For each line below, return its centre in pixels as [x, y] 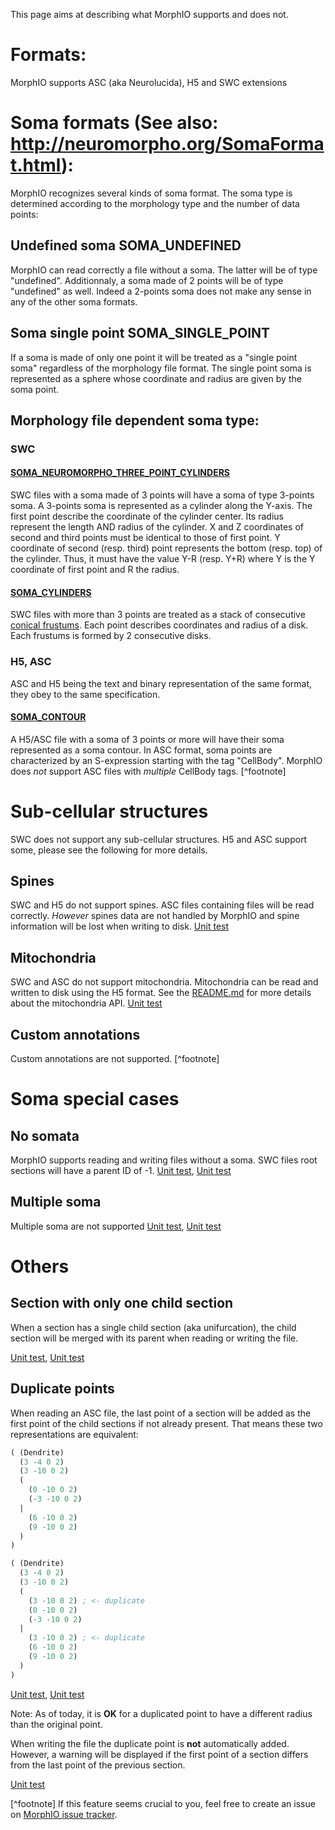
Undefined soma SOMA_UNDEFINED [126, 245]
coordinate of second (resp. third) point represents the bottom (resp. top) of [166, 548]
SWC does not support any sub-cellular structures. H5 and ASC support [159, 839]
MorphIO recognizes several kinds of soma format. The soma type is [151, 193]
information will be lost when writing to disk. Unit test [120, 926]
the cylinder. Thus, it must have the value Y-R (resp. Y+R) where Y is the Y [163, 559]
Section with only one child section [122, 1303]
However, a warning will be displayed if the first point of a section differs [159, 1754]
